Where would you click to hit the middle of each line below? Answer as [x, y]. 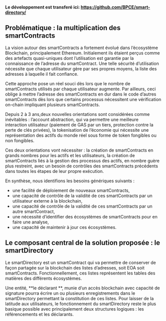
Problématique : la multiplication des [63, 28]
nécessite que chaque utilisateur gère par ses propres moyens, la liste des [81, 68]
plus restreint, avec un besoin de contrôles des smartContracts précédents [82, 166]
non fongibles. [20, 140]
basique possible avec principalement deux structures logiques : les [75, 309]
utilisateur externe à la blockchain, [47, 201]
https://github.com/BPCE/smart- [115, 7]
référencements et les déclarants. [40, 314]
